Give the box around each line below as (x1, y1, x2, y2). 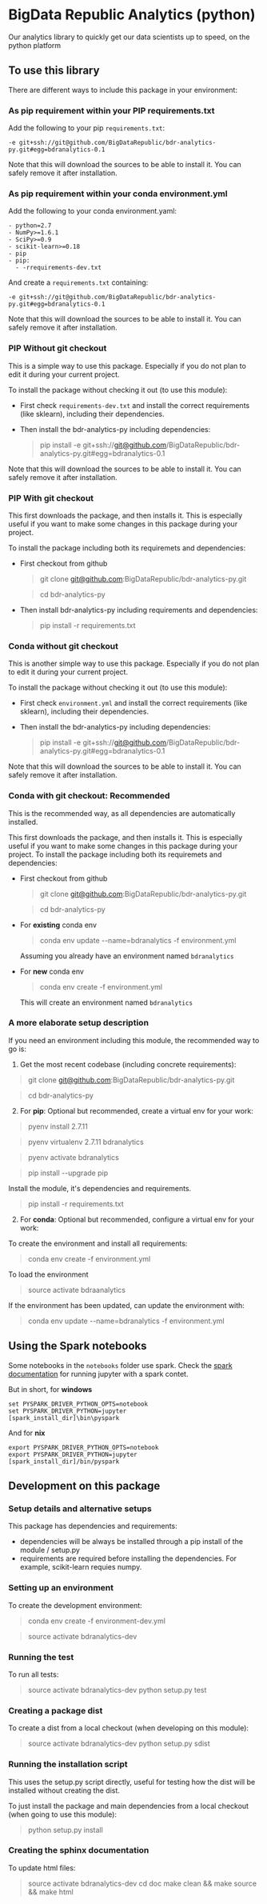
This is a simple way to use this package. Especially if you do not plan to (8, 361, 246, 370)
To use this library (8, 64, 100, 78)
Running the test (8, 1651, 74, 1662)
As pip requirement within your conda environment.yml (8, 188, 228, 199)
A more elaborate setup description (8, 1018, 149, 1029)
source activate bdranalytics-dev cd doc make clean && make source (27, 1878, 257, 1888)
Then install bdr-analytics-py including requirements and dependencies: (19, 605, 258, 614)
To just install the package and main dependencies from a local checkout (8, 1801, 249, 1810)
